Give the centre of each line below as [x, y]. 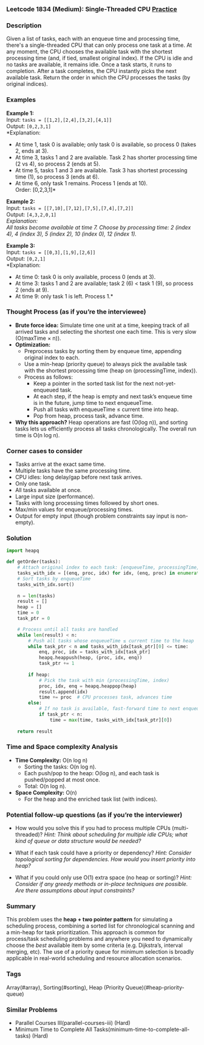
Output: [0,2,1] [26, 258]
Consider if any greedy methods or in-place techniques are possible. [101, 884]
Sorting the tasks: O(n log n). [60, 767]
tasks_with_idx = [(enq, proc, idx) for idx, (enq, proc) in [96, 573]
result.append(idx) [63, 692]
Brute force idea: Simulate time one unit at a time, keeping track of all [102, 325]
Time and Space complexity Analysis [62, 747]
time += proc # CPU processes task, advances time [105, 697]
